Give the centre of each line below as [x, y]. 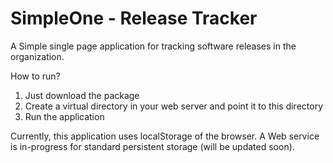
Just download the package [82, 95]
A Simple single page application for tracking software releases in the [153, 46]
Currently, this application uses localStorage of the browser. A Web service [165, 136]
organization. [37, 56]
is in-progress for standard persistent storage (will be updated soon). [152, 146]
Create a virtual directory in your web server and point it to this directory [174, 106]
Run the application [64, 116]
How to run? [35, 76]
